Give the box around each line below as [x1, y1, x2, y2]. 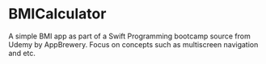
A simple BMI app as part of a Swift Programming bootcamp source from [8, 31, 251, 41]
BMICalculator [8, 5, 107, 23]
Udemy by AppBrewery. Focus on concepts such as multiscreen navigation [8, 39, 259, 49]
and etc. [8, 48, 36, 58]
